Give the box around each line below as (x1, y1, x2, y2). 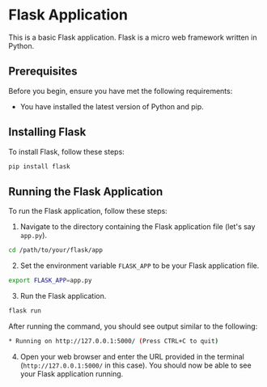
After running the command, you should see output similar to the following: (8, 321, 258, 331)
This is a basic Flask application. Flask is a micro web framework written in (8, 32, 257, 42)
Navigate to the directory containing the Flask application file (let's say (19, 222, 256, 232)
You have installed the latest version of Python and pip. (19, 101, 204, 111)
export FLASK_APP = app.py (8, 277, 92, 285)
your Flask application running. (19, 368, 124, 378)
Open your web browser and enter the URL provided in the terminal (19, 351, 244, 361)
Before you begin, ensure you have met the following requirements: (8, 86, 233, 96)
